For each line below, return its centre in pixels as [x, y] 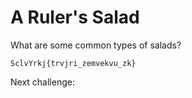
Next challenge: [42, 82]
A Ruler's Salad [75, 17]
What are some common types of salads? [96, 45]
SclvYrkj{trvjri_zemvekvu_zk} [73, 63]
